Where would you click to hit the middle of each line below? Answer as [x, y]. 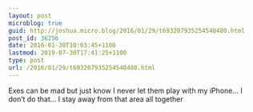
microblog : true [35, 23]
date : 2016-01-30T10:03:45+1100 [62, 46]
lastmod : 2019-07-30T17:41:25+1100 [68, 53]
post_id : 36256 [34, 38]
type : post [26, 61]
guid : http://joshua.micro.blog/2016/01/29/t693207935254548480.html [127, 30]
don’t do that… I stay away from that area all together [96, 99]
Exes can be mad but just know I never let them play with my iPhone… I [125, 90]
